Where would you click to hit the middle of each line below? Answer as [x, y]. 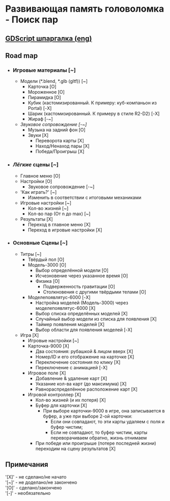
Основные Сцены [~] [40, 243]
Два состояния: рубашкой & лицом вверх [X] [84, 351]
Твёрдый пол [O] [46, 259]
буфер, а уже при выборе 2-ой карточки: [88, 416]
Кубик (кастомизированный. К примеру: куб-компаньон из [92, 103]
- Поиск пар [32, 20]
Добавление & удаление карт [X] [71, 378]
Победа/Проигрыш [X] [60, 152]
